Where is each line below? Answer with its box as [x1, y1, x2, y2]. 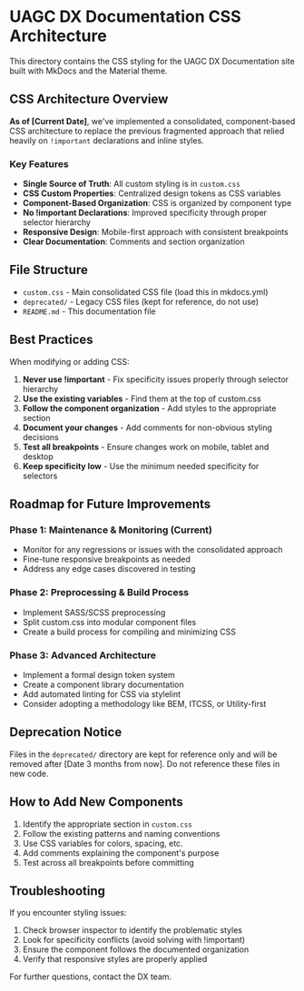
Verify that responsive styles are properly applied [22, 954, 208, 965]
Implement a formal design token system [22, 669, 175, 680]
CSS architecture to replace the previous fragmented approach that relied [9, 125, 285, 136]
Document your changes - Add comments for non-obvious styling [22, 422, 272, 433]
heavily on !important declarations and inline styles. [9, 134, 204, 146]
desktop [22, 451, 54, 462]
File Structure [9, 262, 88, 278]
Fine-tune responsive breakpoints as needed [22, 554, 191, 564]
